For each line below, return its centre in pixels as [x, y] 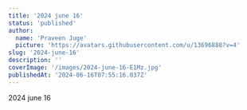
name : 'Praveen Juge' [51, 38]
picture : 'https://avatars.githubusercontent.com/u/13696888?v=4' [128, 45]
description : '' [35, 61]
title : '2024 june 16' [46, 16]
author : [21, 30]
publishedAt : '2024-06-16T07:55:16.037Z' [78, 75]
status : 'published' [43, 23]
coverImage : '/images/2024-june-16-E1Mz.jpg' [85, 68]
